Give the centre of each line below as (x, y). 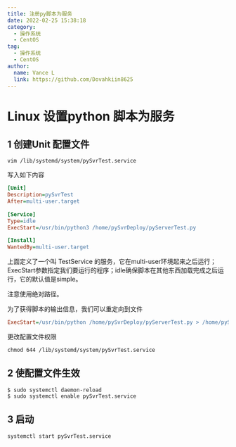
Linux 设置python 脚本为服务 (91, 116)
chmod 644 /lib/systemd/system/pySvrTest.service (81, 350)
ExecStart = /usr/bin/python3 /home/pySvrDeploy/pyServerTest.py (102, 227)
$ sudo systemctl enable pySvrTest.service (72, 396)
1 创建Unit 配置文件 (48, 144)
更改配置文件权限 (32, 336)
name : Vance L (34, 73)
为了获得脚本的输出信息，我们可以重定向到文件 (75, 309)
